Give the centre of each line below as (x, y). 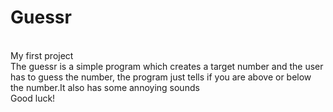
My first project (42, 55)
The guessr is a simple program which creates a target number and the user (167, 66)
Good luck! (33, 98)
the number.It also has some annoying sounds (105, 87)
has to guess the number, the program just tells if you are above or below (161, 77)
